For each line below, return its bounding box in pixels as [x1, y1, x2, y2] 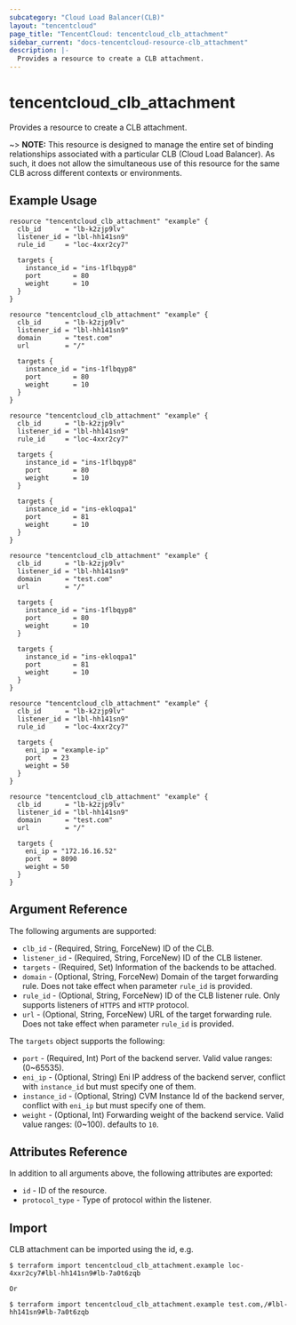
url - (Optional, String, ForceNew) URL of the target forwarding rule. [21, 1009, 273, 1019]
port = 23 [25, 753, 69, 762]
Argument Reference [9, 902, 128, 917]
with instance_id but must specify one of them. [21, 1081, 197, 1091]
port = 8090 [25, 854, 77, 863]
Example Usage [9, 193, 98, 209]
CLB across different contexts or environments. [9, 167, 182, 178]
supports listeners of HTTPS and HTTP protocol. [21, 999, 189, 1010]
